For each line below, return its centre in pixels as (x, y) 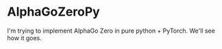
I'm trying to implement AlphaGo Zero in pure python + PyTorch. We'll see (111, 31)
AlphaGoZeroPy (54, 12)
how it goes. (25, 37)
